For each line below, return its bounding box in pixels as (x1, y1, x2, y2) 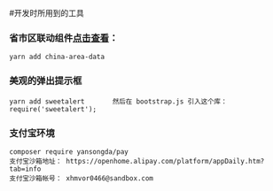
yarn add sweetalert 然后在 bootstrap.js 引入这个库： (9, 96, 228, 106)
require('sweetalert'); (9, 104, 97, 113)
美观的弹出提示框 (9, 74, 82, 87)
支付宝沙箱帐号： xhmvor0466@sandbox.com (9, 173, 153, 183)
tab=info (9, 164, 42, 173)
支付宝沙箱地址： (9, 157, 63, 165)
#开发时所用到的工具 (9, 8, 84, 18)
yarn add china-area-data (9, 52, 105, 62)
